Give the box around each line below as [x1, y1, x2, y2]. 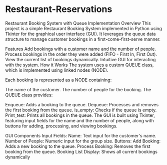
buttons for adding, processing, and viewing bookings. [5, 123, 117, 129]
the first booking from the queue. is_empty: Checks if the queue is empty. [5, 107, 157, 113]
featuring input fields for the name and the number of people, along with [5, 117, 154, 123]
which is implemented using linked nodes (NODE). [5, 67, 108, 73]
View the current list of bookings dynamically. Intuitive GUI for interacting [5, 56, 156, 62]
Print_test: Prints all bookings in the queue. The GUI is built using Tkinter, [5, 112, 155, 118]
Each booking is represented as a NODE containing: [5, 77, 112, 83]
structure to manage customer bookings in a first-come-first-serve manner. [5, 36, 161, 42]
